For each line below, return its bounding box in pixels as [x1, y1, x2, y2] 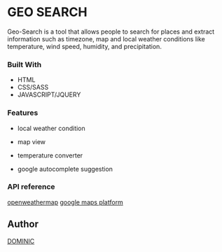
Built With [7, 59, 42, 69]
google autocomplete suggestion [17, 164, 113, 173]
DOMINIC [7, 237, 35, 245]
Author [7, 218, 39, 230]
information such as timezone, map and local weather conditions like [7, 34, 205, 43]
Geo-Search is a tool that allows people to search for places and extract [7, 27, 215, 36]
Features [7, 108, 39, 118]
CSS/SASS [17, 83, 49, 92]
